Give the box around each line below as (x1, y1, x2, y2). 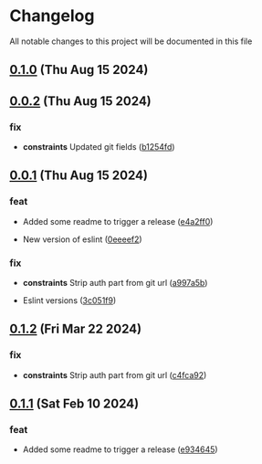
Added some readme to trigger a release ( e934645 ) (22, 444, 218, 455)
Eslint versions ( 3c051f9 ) (22, 295, 117, 306)
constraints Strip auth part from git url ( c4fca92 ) (22, 369, 207, 380)
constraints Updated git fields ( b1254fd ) (22, 142, 175, 153)
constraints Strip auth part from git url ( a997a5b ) (22, 278, 208, 288)
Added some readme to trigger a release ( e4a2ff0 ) (22, 216, 214, 227)
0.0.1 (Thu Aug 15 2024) (9, 168, 149, 184)
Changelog (9, 5, 95, 26)
